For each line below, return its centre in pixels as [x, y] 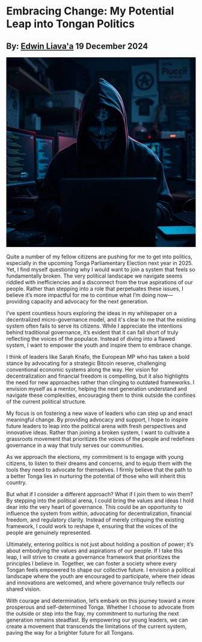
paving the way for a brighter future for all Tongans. [70, 633]
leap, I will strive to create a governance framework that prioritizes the [93, 557]
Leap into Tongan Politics [71, 24]
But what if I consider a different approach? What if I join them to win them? [100, 494]
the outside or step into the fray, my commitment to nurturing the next [93, 613]
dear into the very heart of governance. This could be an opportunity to [95, 507]
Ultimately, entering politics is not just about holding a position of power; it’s [100, 544]
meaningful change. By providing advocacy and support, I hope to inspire [97, 419]
